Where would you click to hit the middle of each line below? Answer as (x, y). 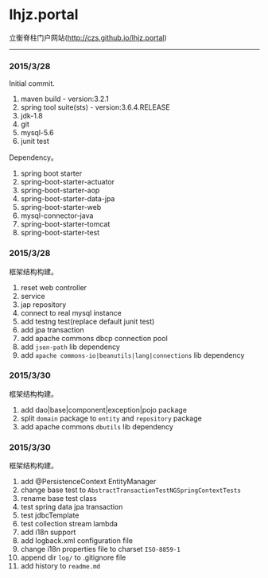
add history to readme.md (60, 566)
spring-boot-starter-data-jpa (68, 199)
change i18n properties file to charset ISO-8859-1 (101, 549)
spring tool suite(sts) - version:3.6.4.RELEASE (95, 107)
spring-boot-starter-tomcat (65, 224)
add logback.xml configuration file (77, 541)
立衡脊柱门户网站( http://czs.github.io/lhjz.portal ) (88, 37)
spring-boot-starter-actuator (67, 182)
